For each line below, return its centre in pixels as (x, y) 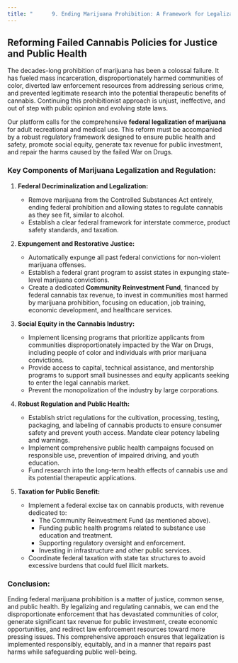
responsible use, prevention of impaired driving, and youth (114, 455)
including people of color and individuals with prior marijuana (117, 352)
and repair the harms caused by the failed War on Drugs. (90, 152)
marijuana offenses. (57, 265)
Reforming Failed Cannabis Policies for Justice (113, 43)
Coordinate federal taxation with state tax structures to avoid (117, 557)
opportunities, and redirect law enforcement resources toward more (106, 629)
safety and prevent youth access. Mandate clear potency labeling (124, 432)
